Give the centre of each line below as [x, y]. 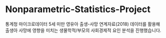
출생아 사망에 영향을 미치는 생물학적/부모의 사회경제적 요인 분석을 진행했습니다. [83, 30]
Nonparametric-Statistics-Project [78, 9]
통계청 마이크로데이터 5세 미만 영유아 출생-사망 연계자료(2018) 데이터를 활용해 [83, 24]
